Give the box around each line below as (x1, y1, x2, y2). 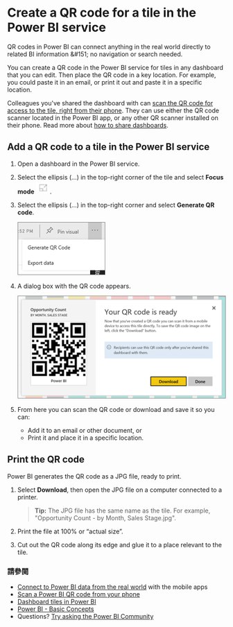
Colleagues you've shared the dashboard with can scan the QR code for (7, 98, 214, 107)
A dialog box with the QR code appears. (17, 282, 131, 290)
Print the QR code (7, 454, 85, 465)
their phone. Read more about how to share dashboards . (7, 121, 169, 129)
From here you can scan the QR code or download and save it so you (17, 405, 215, 413)
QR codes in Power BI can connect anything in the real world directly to (7, 42, 211, 51)
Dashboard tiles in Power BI (17, 597, 96, 605)
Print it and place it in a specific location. (27, 433, 144, 442)
